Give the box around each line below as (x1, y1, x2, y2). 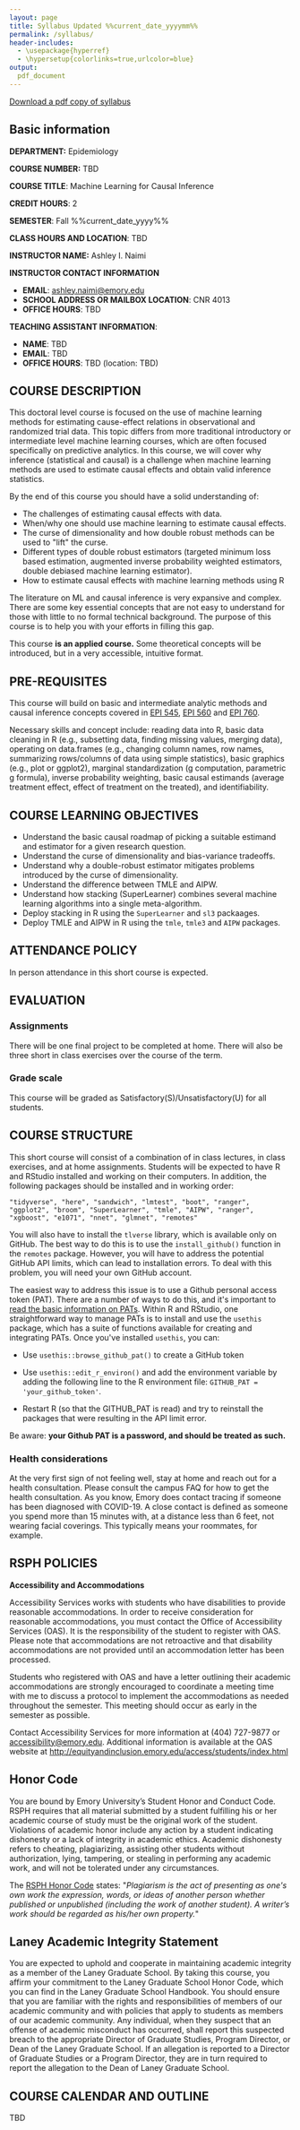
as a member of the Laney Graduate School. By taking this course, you (9, 1968, 270, 1979)
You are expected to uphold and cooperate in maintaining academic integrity (9, 1958, 292, 1969)
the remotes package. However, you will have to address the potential (9, 1247, 264, 1259)
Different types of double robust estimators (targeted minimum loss (21, 547, 271, 557)
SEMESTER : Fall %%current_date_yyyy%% (9, 215, 169, 226)
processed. (9, 1654, 51, 1665)
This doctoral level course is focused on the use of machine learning (9, 407, 262, 418)
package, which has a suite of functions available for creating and (9, 1323, 253, 1333)
